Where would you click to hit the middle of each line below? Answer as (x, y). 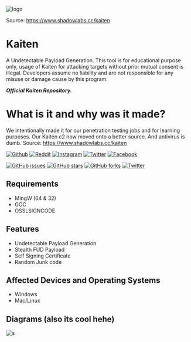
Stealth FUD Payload (40, 249)
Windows (26, 294)
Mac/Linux (27, 301)
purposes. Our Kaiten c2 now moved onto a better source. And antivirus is (95, 136)
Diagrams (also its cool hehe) (60, 319)
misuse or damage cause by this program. (57, 79)
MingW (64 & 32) (35, 198)
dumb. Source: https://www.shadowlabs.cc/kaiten (66, 143)
